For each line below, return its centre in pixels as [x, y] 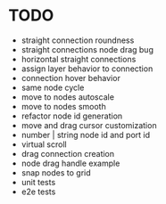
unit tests [38, 182]
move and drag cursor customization [89, 125]
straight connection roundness [78, 40]
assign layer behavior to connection [87, 69]
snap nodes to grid [56, 172]
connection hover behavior [71, 78]
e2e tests [38, 192]
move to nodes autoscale [68, 97]
